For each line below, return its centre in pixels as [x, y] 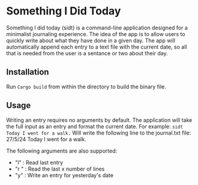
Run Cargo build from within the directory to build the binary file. [86, 86]
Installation [28, 72]
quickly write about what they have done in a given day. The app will [91, 40]
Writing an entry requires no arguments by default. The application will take [99, 120]
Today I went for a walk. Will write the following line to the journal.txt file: [99, 133]
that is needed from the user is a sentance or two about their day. [87, 53]
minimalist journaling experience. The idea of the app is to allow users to [96, 34]
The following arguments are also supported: [62, 151]
